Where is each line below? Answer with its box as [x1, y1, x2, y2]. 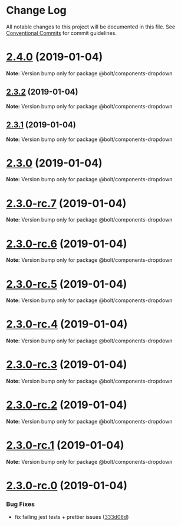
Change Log [6, 4, 67, 17]
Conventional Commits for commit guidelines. [6, 29, 117, 36]
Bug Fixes [6, 500, 35, 508]
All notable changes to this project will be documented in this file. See [6, 23, 176, 30]
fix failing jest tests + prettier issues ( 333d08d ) [14, 514, 129, 521]
